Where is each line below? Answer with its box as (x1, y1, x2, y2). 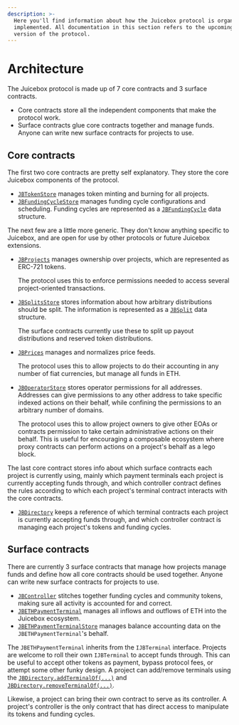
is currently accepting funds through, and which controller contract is (17, 516, 222, 523)
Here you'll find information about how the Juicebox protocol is (14, 17, 215, 24)
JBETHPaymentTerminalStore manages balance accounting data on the (17, 621, 221, 630)
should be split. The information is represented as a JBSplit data (17, 306, 208, 313)
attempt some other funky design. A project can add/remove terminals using (7, 665, 231, 674)
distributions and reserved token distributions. (17, 334, 153, 343)
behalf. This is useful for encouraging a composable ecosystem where (17, 435, 225, 443)
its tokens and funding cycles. (7, 709, 95, 718)
